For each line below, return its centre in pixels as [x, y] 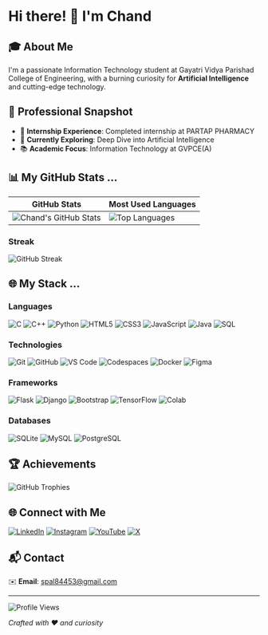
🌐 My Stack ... [44, 284]
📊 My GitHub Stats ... [63, 177]
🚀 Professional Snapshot [71, 112]
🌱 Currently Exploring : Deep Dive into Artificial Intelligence [117, 140]
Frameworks [33, 382]
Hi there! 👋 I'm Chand [80, 16]
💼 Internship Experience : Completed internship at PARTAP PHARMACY [137, 131]
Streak [21, 241]
